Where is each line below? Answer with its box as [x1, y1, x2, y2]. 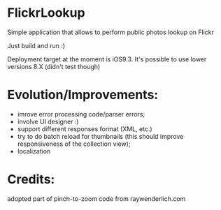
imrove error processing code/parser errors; [17, 110, 145, 118]
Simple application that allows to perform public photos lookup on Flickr [7, 28, 215, 36]
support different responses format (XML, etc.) [17, 124, 152, 133]
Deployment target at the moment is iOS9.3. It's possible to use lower [7, 54, 207, 63]
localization [17, 147, 51, 155]
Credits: [7, 172, 55, 188]
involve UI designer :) [17, 117, 79, 126]
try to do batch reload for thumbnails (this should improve [17, 132, 184, 140]
